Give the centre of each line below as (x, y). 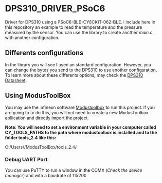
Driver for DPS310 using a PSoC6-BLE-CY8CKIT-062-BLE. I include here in (80, 22)
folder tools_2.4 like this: (31, 138)
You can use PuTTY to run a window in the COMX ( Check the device (74, 170)
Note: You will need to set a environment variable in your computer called (81, 127)
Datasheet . (16, 80)
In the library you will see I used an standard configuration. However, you (78, 64)
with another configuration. (32, 38)
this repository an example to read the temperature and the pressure (74, 27)
